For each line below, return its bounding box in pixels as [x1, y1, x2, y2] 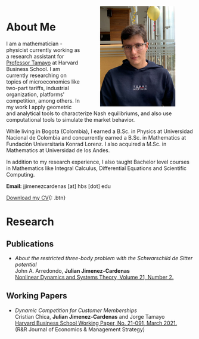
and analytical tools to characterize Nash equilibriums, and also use [6, 110, 172, 117]
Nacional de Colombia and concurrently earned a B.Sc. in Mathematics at [6, 134, 186, 141]
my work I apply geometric [6, 103, 72, 110]
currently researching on [6, 72, 67, 79]
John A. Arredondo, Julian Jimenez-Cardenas [14, 267, 130, 274]
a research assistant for [6, 53, 64, 60]
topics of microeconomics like [6, 78, 80, 85]
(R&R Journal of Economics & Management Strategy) [14, 325, 145, 333]
